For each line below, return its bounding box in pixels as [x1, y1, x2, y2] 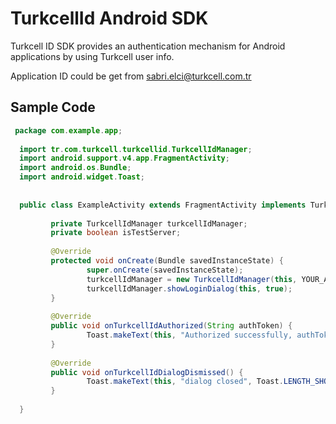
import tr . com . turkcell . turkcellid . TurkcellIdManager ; [19, 144, 253, 154]
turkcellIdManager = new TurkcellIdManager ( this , [86, 274, 298, 284]
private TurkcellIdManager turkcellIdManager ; [50, 218, 248, 229]
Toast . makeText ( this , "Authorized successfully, [86, 330, 293, 340]
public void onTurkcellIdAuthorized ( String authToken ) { [50, 321, 293, 331]
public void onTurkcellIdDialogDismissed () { [50, 367, 244, 377]
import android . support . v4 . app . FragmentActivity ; [19, 153, 230, 164]
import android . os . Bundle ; [19, 163, 132, 173]
